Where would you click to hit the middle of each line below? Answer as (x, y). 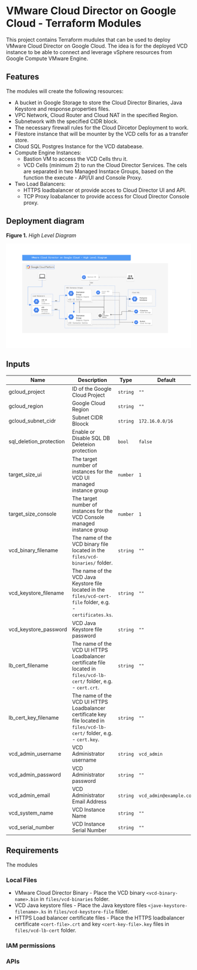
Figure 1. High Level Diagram (41, 235)
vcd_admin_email (29, 795)
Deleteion (84, 444)
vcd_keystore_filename (36, 593)
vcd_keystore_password (38, 629)
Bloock (81, 424)
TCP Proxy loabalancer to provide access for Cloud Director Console (106, 196)
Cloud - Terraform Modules (74, 23)
